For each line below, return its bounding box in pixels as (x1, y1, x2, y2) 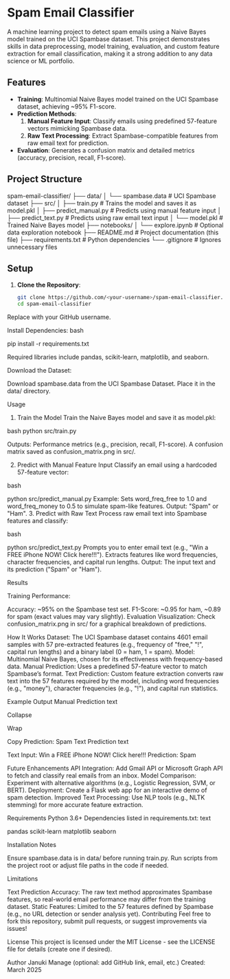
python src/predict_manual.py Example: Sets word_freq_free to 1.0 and (7, 495, 207, 503)
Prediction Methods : (16, 109, 77, 118)
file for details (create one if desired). (7, 945, 113, 954)
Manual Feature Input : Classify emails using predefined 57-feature (27, 117, 218, 125)
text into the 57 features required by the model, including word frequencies (7, 677, 220, 685)
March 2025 (7, 966, 42, 974)
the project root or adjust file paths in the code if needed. (7, 861, 169, 870)
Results (7, 579, 29, 587)
